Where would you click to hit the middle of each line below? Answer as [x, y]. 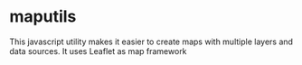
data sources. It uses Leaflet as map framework [98, 51]
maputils [43, 17]
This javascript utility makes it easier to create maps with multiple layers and [151, 42]
